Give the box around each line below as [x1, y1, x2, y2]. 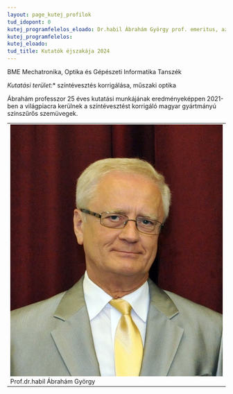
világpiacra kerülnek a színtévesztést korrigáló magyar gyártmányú [24, 102, 217, 110]
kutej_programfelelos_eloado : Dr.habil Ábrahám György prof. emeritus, [7, 26, 218, 33]
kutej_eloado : [7, 40, 49, 48]
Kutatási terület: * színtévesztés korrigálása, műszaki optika [7, 81, 177, 89]
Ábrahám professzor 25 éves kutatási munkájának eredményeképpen [7, 94, 206, 103]
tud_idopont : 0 [7, 18, 51, 26]
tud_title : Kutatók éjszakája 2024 [7, 48, 110, 55]
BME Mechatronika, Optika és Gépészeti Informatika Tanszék [7, 68, 182, 76]
